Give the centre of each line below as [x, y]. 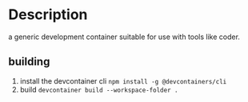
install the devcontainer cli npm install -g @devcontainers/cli [123, 80]
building [29, 62]
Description [48, 15]
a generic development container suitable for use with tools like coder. [124, 37]
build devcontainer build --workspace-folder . [99, 89]
